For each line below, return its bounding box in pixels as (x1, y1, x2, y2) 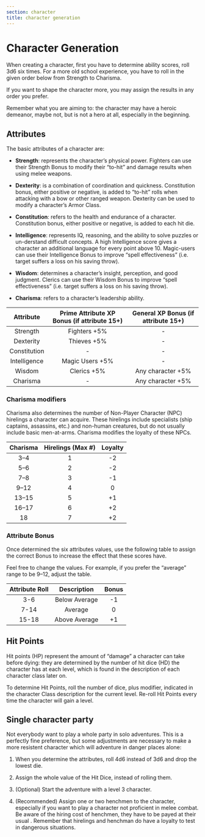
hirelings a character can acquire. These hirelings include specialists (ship (6, 415, 193, 423)
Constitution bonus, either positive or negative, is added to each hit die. (15, 220, 195, 227)
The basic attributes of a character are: (6, 145, 105, 153)
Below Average (54, 595, 98, 604)
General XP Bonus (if (132, 309, 195, 317)
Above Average (54, 615, 99, 624)
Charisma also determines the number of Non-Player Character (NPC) (6, 409, 182, 417)
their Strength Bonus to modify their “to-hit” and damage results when (15, 164, 192, 171)
